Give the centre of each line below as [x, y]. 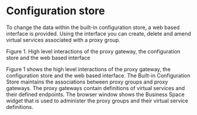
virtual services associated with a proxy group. [63, 40]
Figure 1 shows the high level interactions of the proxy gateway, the [88, 69]
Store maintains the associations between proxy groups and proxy [87, 82]
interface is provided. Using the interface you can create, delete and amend [99, 33]
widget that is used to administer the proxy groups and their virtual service [97, 100]
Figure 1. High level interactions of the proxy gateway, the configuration [93, 51]
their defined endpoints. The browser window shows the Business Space [96, 94]
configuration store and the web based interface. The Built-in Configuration [99, 75]
